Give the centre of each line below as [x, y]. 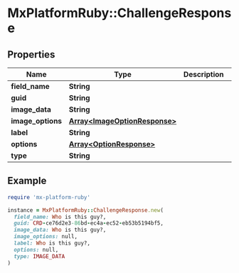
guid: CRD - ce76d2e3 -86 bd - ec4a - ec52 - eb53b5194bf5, [89, 223]
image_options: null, [46, 237]
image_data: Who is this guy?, [60, 230]
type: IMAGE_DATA [39, 256]
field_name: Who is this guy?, [60, 217]
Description [204, 74]
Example [27, 181]
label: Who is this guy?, [52, 243]
